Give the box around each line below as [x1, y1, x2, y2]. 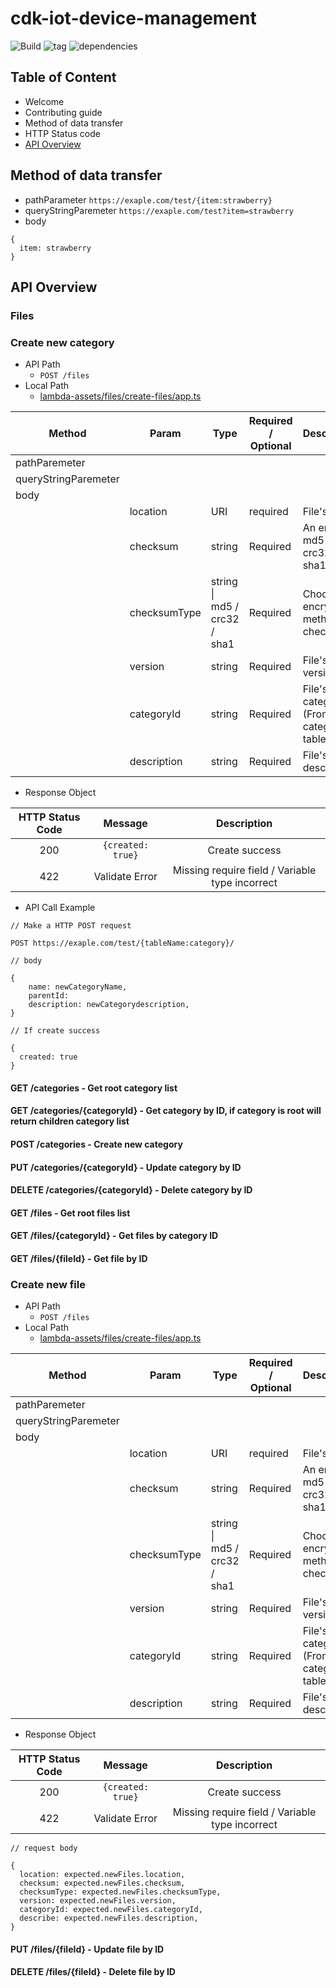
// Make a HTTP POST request [10, 921, 132, 931]
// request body [10, 1843, 78, 1854]
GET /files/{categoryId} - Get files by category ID [10, 1230, 219, 1242]
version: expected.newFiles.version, [19, 1896, 177, 1906]
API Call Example [24, 902, 96, 914]
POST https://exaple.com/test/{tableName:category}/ [10, 938, 235, 949]
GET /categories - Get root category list [10, 1082, 178, 1094]
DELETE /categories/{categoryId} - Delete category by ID [10, 1184, 253, 1196]
